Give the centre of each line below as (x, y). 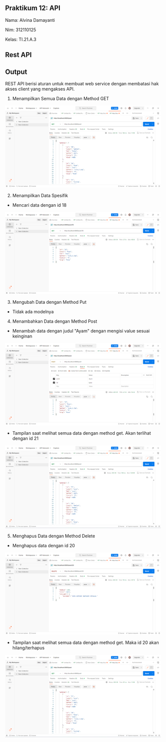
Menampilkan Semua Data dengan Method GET (61, 99)
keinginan (22, 336)
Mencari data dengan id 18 (39, 205)
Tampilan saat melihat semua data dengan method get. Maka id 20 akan (85, 642)
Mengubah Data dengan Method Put (49, 302)
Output (16, 72)
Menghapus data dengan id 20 (43, 545)
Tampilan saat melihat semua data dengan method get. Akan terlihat (82, 433)
